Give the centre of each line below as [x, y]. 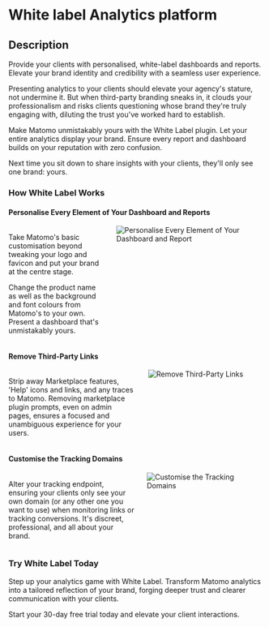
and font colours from [45, 305]
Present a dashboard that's [53, 322]
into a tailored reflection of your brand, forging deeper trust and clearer [127, 590]
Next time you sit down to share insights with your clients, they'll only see [131, 163]
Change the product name [52, 288]
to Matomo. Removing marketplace [67, 398]
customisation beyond [45, 246]
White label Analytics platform [113, 15]
